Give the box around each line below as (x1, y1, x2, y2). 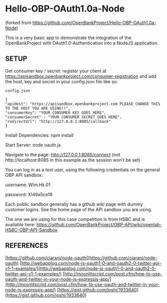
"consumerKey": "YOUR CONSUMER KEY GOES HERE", (5, 110, 107, 115)
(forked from (5, 20, 32, 26)
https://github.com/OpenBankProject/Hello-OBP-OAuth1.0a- (32, 20, 156, 26)
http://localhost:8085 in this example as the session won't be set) (5, 157, 140, 163)
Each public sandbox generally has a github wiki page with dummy (5, 201, 143, 207)
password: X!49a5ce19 (5, 191, 53, 197)
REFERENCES (5, 241, 49, 250)
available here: (5, 221, 36, 227)
